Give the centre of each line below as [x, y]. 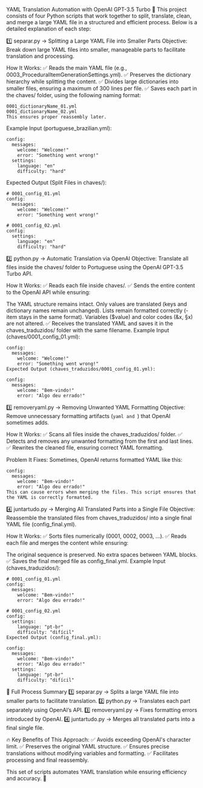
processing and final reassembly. [48, 760]
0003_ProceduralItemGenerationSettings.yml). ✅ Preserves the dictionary [98, 75]
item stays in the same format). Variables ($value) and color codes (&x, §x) [100, 317]
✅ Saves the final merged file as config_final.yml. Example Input [86, 561]
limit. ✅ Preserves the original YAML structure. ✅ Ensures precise [88, 746]
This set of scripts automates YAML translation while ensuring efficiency [97, 772]
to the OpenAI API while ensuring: [48, 292]
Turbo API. [20, 274]
